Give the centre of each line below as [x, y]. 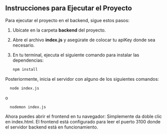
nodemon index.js [28, 107]
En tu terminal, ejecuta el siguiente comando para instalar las [76, 55]
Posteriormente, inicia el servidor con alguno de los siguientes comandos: [82, 79]
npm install [25, 69]
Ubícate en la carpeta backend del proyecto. [59, 30]
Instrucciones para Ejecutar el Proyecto [69, 8]
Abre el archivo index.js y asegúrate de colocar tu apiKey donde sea [84, 40]
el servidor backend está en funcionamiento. [52, 127]
